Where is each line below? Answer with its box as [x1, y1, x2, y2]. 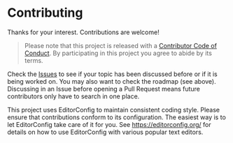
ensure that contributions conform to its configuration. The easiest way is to [7, 113, 226, 121]
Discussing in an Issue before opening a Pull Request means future [7, 84, 201, 93]
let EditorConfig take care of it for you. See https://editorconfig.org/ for [7, 120, 211, 128]
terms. [24, 56, 43, 64]
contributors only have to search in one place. [7, 92, 140, 100]
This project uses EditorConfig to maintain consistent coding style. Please [7, 105, 220, 114]
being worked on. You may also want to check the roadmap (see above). [7, 77, 217, 85]
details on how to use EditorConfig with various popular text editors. [7, 128, 204, 136]
